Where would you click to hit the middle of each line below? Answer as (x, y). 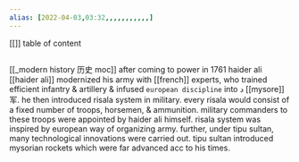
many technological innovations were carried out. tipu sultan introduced (141, 138)
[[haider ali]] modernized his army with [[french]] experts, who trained (138, 79)
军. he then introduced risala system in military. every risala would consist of (149, 99)
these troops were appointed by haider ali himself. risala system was (135, 119)
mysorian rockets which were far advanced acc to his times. (120, 148)
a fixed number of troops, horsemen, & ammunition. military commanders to (149, 109)
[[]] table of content (46, 43)
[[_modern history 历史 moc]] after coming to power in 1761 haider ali (136, 69)
